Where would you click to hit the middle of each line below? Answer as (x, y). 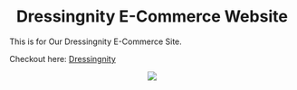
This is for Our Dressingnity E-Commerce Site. (96, 41)
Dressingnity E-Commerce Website (152, 17)
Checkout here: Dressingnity (62, 58)
